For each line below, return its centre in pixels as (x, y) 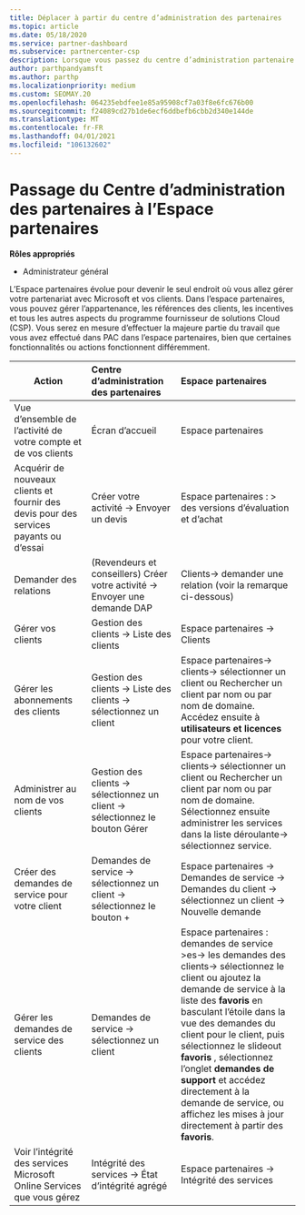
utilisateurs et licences (231, 728)
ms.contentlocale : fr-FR (56, 128)
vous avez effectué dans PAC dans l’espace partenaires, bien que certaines (151, 337)
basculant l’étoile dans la (233, 1011)
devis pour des (46, 513)
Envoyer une (118, 596)
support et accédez (223, 1079)
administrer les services (231, 823)
